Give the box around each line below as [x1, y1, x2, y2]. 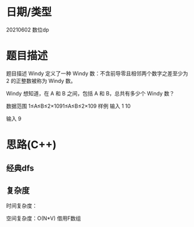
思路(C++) [6, 138, 57, 152]
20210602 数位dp [6, 26, 49, 33]
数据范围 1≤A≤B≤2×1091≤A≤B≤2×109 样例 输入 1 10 [6, 102, 131, 110]
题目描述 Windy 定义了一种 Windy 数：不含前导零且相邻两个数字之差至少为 [6, 69, 188, 77]
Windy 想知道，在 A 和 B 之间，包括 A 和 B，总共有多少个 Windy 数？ [6, 89, 174, 97]
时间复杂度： [6, 202, 37, 209]
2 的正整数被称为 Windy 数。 [6, 77, 76, 84]
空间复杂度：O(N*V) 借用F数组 [6, 215, 81, 222]
